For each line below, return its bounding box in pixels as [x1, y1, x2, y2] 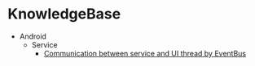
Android [19, 31, 46, 41]
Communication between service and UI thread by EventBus [43, 48, 246, 58]
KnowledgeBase [7, 5, 121, 23]
